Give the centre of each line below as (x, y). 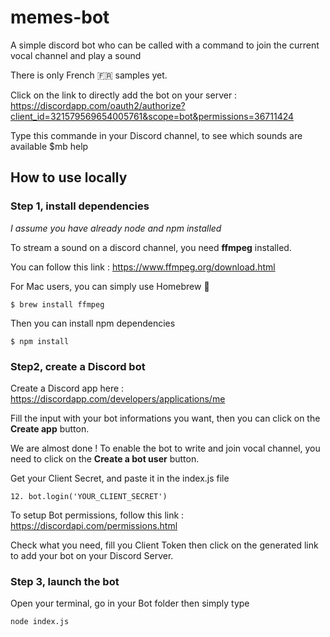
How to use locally (69, 177)
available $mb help (49, 146)
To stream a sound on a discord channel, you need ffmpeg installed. (151, 247)
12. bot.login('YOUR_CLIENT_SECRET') (89, 496)
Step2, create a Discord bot (78, 366)
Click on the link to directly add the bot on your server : (124, 95)
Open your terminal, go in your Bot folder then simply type (130, 603)
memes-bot (60, 17)
